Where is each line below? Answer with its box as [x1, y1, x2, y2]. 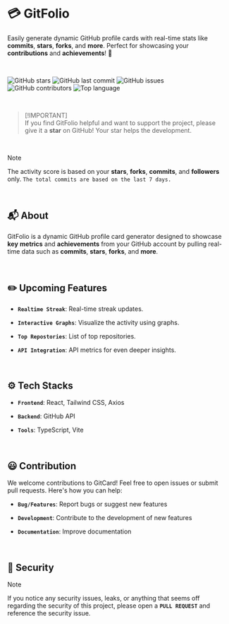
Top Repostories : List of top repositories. [17, 331, 136, 340]
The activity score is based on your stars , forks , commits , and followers [7, 167, 220, 175]
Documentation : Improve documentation [17, 527, 132, 536]
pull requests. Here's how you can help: [7, 486, 123, 495]
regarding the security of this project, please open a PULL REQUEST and [7, 601, 211, 610]
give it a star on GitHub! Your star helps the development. [24, 126, 192, 134]
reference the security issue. [7, 609, 91, 617]
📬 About [7, 210, 49, 222]
